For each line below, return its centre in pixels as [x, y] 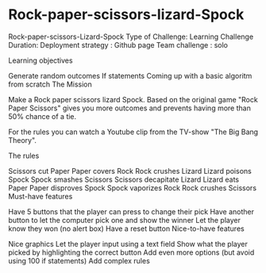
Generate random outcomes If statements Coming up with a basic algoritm [130, 75]
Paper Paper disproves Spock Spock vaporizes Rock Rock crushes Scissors [132, 187]
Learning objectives [40, 60]
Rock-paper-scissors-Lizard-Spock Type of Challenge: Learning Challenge [131, 37]
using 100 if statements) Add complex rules [79, 260]
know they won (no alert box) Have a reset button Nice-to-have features [126, 229]
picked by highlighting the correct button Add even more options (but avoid [131, 252]
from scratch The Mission [50, 84]
